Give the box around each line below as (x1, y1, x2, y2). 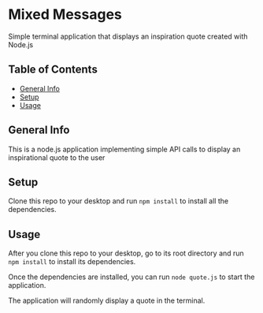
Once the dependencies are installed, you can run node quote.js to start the (8, 272, 255, 281)
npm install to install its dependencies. (8, 257, 136, 266)
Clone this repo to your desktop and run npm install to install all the (8, 196, 229, 206)
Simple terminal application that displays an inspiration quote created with (8, 32, 248, 41)
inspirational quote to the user (8, 152, 106, 162)
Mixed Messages (8, 6, 122, 24)
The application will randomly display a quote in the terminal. (8, 296, 206, 305)
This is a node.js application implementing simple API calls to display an (8, 144, 241, 154)
